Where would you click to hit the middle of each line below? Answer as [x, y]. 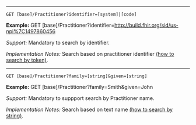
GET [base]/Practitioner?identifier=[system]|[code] [71, 15]
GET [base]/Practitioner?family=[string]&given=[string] [77, 76]
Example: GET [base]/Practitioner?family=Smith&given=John [80, 87]
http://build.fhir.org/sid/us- [147, 25]
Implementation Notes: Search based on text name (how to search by [90, 109]
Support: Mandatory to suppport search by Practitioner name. [80, 98]
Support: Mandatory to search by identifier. [58, 42]
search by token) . [27, 60]
